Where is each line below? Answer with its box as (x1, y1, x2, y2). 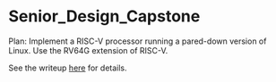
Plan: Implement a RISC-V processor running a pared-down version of (8, 36, 267, 46)
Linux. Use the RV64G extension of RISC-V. (8, 45, 168, 55)
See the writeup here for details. (8, 62, 127, 73)
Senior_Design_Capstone (8, 6, 201, 27)
